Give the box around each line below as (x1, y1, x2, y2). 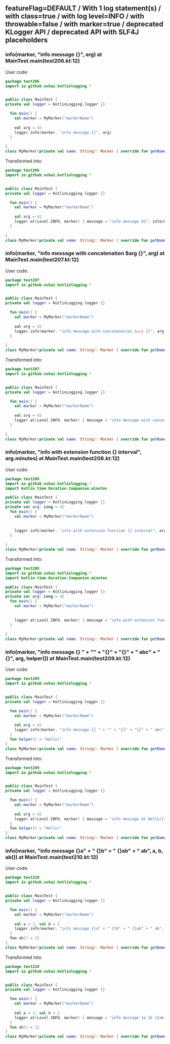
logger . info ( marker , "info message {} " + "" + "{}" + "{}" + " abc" (14, 727, 164, 733)
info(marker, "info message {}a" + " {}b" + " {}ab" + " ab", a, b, (5, 847, 163, 854)
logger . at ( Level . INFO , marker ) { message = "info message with (14, 418, 151, 423)
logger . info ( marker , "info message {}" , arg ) (14, 130, 112, 135)
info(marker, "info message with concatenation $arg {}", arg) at (5, 250, 165, 257)
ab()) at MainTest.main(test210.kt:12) (5, 853, 99, 861)
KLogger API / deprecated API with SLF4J (5, 28, 139, 37)
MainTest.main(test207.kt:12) (5, 256, 79, 263)
